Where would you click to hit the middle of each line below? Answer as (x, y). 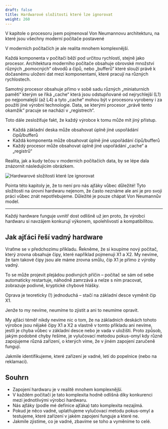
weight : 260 (17, 19)
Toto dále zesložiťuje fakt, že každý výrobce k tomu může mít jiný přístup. (81, 120)
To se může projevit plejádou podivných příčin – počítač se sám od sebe (79, 275)
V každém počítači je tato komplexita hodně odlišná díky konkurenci (82, 395)
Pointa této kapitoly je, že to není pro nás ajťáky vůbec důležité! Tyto (75, 185)
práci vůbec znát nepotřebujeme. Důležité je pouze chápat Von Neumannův (83, 196)
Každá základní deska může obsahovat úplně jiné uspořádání (75, 130)
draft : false (19, 10)
